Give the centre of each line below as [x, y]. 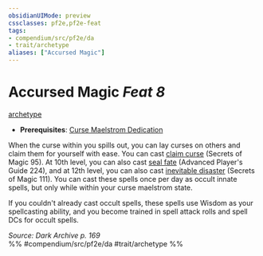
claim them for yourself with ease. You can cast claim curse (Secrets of [126, 153]
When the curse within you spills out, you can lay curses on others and [124, 145]
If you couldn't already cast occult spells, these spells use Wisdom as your [131, 203]
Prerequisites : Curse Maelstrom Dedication [91, 129]
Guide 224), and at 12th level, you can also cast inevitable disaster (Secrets [131, 170]
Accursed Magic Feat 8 [87, 92]
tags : [17, 30]
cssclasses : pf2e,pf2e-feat [55, 23]
